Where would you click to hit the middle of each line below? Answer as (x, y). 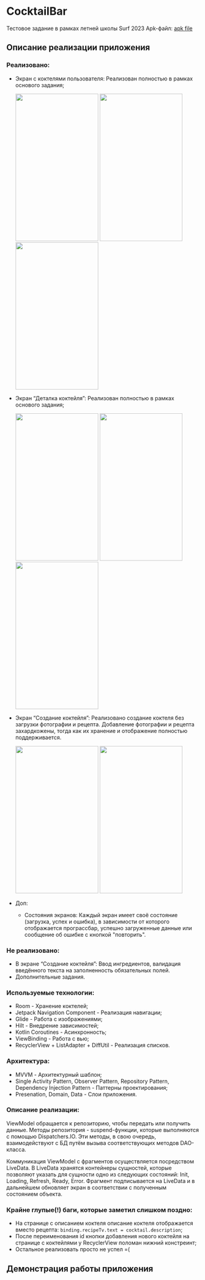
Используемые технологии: (50, 993)
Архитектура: (28, 1061)
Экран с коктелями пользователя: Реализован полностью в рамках (104, 79)
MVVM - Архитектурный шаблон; (58, 1074)
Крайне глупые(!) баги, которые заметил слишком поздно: (99, 1209)
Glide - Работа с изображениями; (59, 1019)
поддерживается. (38, 737)
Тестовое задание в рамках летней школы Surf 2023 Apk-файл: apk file (99, 28)
